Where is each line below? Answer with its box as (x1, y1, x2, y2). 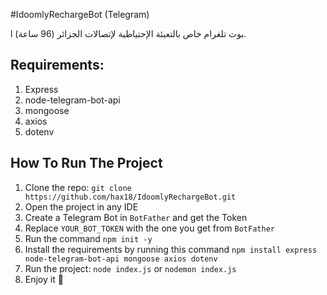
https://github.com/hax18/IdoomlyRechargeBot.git (24, 192, 237, 202)
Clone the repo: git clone (24, 181, 132, 193)
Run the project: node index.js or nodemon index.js (24, 262, 237, 274)
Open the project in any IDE (24, 200, 139, 213)
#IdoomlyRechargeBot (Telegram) (10, 9, 150, 20)
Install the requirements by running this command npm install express (24, 243, 318, 255)
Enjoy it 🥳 (24, 273, 64, 285)
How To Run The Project (10, 155, 163, 172)
